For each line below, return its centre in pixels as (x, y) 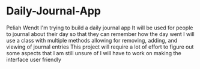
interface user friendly (34, 59)
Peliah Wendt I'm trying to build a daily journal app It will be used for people (100, 28)
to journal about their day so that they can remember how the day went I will (100, 34)
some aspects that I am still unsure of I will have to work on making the (94, 53)
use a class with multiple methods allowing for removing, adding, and (92, 40)
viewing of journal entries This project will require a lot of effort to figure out (100, 47)
